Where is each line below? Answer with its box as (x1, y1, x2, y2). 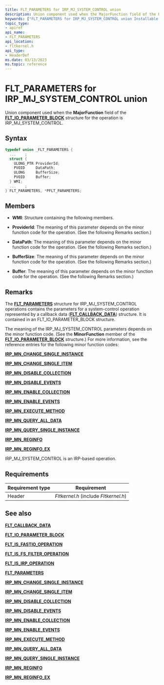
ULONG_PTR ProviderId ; (14, 161, 60, 166)
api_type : (5, 48, 25, 53)
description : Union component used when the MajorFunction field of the (5, 12, 156, 17)
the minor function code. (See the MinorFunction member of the (5, 331, 136, 337)
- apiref (5, 25, 23, 30)
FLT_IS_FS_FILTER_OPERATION (5, 551, 69, 557)
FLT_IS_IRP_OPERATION (5, 560, 55, 566)
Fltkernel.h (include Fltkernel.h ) (55, 493, 127, 500)
